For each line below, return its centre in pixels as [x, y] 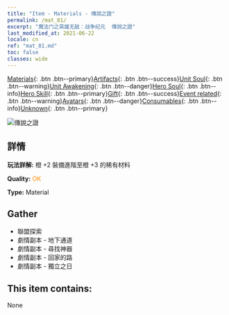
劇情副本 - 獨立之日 [45, 266]
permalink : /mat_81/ [37, 20]
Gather [23, 214]
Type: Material [28, 192]
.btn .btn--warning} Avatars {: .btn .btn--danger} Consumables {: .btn [103, 101]
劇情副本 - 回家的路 [45, 257]
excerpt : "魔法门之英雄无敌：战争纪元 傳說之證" [71, 26]
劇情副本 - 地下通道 [45, 240]
